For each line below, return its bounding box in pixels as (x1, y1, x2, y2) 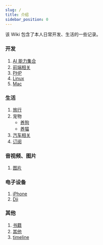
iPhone (12, 191, 28, 197)
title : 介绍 (5, 12, 29, 17)
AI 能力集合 (12, 58, 36, 64)
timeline (12, 234, 29, 240)
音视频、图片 (5, 152, 37, 159)
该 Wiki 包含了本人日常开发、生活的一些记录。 (5, 31, 101, 38)
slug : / (5, 7, 22, 13)
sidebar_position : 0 (5, 17, 49, 22)
